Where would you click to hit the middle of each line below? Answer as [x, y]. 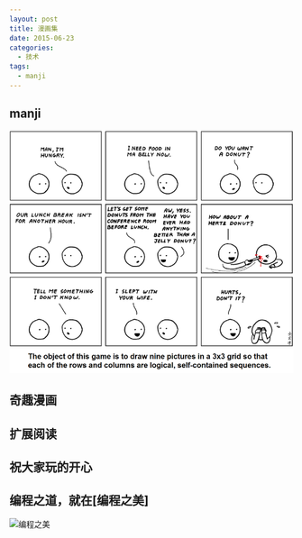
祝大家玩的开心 [51, 467]
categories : [32, 48]
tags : [19, 67]
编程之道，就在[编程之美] [79, 501]
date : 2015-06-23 [42, 38]
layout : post [34, 19]
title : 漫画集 [34, 28]
